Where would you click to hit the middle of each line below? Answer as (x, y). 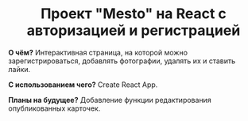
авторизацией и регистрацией (134, 30)
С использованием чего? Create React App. (83, 85)
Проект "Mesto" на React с (134, 14)
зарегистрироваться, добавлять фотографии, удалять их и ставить (122, 61)
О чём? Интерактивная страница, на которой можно (98, 52)
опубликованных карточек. (54, 108)
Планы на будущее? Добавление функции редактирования (110, 100)
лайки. (19, 69)
